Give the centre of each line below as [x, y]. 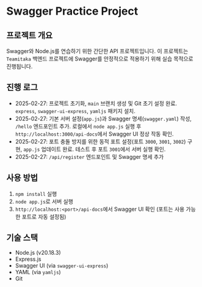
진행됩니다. [20, 66]
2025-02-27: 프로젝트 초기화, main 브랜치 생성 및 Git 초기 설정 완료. [96, 103]
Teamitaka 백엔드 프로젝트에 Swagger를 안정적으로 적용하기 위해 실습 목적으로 [100, 59]
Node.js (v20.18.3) [38, 253]
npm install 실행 [36, 194]
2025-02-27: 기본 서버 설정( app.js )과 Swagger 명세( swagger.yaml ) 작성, [103, 118]
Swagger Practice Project [72, 11]
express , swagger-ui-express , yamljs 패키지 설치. [75, 111]
